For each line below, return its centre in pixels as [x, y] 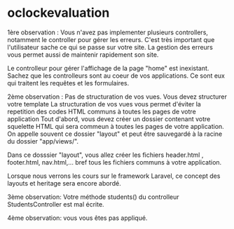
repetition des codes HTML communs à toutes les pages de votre [102, 111]
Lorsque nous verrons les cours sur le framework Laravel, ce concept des [114, 176]
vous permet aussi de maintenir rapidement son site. [83, 55]
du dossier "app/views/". [43, 141]
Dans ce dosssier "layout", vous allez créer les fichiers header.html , [105, 155]
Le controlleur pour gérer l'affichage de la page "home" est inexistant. [108, 68]
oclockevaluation [58, 13]
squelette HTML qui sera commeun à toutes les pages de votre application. [116, 126]
